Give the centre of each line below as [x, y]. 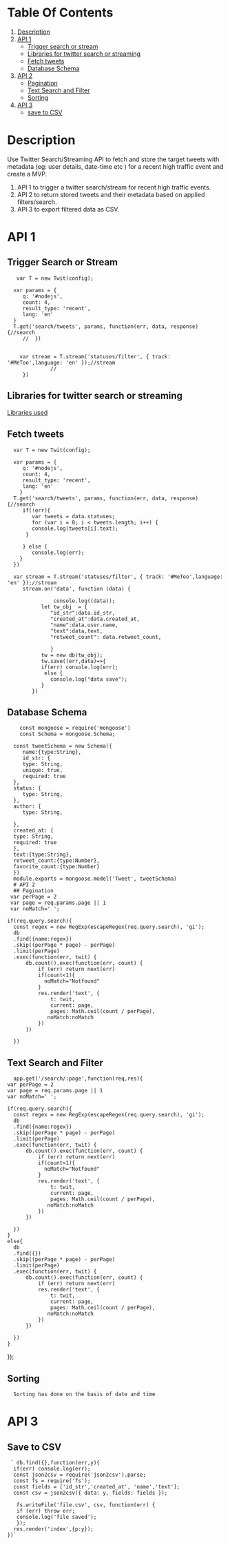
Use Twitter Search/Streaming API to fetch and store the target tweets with [113, 159]
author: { [27, 807]
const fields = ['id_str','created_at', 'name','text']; [97, 1486]
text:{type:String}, [43, 855]
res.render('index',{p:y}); [54, 1529]
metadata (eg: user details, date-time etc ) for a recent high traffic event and [115, 166]
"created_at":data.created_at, [95, 619]
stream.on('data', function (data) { [76, 589]
